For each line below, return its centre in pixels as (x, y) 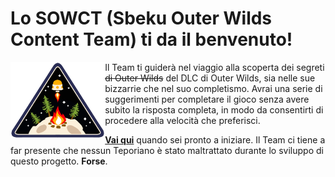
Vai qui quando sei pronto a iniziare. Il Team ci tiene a (215, 139)
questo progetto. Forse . (59, 161)
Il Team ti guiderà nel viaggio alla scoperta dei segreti (214, 67)
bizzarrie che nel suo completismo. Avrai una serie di (213, 88)
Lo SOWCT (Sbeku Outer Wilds (141, 18)
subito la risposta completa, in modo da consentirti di (214, 109)
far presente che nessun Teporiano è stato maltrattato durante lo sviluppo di (167, 150)
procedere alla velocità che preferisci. (182, 120)
